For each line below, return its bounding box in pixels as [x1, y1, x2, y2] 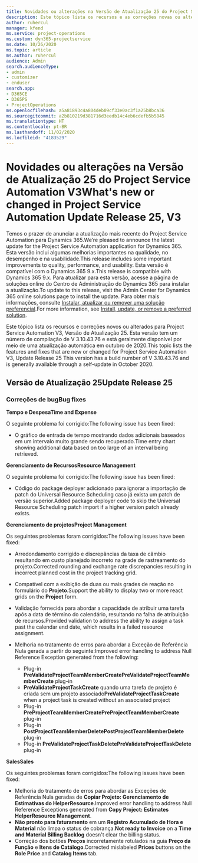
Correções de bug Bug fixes [6, 395, 87, 403]
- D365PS [6, 96, 28, 102]
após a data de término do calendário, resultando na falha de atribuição [14, 611, 189, 618]
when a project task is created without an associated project [23, 697, 170, 704]
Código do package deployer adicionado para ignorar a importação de [14, 485, 186, 492]
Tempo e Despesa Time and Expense [6, 408, 97, 416]
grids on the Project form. [14, 593, 78, 600]
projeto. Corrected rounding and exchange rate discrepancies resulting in [14, 563, 192, 570]
